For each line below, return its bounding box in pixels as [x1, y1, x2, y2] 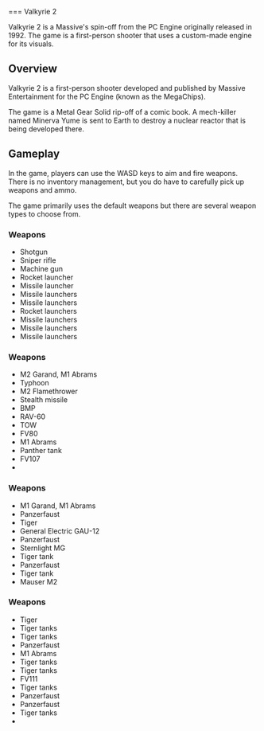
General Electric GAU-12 [19, 526, 100, 536]
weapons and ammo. [8, 185, 77, 194]
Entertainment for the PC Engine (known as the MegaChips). [8, 92, 206, 101]
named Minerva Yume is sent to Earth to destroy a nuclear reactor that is [8, 115, 247, 125]
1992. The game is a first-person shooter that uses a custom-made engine [8, 31, 252, 40]
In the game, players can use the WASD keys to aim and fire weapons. [8, 168, 239, 178]
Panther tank [19, 446, 62, 455]
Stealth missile [19, 395, 68, 405]
